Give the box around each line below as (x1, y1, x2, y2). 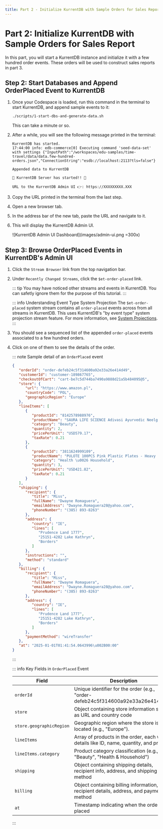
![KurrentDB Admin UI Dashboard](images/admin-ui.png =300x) (12, 232, 140, 238)
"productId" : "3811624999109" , (32, 449, 95, 454)
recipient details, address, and (74, 788, 143, 795)
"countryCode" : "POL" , (25, 390, 71, 395)
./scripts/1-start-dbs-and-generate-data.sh (12, 114, 104, 119)
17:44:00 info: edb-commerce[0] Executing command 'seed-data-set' (12, 146, 151, 151)
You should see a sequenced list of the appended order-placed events (12, 330, 153, 336)
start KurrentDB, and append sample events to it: (12, 104, 110, 110)
